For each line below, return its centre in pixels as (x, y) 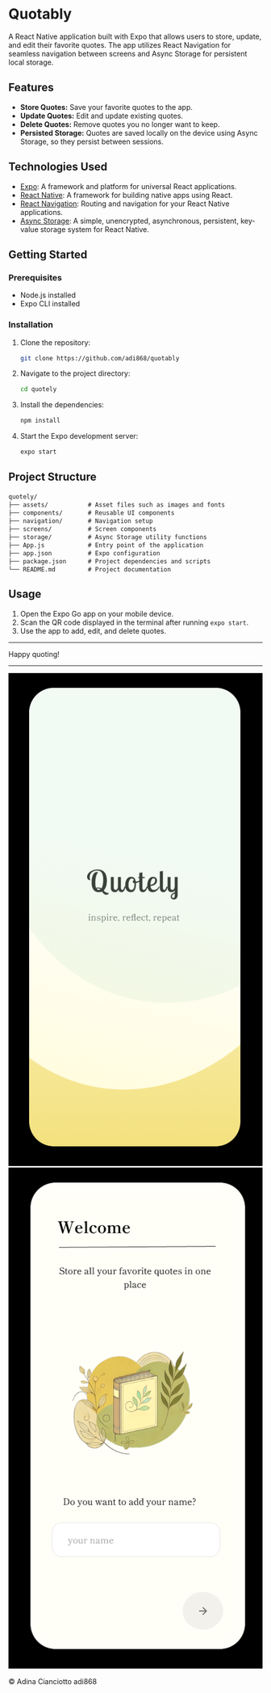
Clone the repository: (55, 342)
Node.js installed (48, 295)
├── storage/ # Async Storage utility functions (108, 537)
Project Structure (52, 477)
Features (31, 88)
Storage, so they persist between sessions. (92, 141)
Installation (31, 325)
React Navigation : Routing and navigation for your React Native (125, 204)
